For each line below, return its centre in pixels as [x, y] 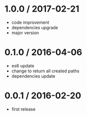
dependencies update [33, 76]
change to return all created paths [45, 71]
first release [23, 109]
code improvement [30, 22]
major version [25, 33]
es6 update [23, 66]
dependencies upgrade [35, 27]
